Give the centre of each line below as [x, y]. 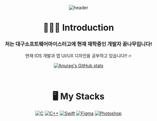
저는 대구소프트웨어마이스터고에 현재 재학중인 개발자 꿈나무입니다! [78, 44]
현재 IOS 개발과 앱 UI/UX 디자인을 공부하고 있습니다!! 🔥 [78, 56]
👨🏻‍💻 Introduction [78, 28]
